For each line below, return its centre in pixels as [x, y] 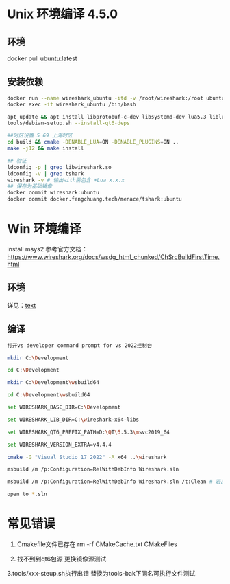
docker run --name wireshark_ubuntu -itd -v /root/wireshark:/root [105, 98]
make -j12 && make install [46, 148]
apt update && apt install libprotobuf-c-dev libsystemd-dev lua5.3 [107, 117]
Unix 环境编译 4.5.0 [63, 14]
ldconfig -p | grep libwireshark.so [59, 167]
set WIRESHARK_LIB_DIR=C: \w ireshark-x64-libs [73, 420]
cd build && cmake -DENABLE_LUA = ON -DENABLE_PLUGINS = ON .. [93, 142]
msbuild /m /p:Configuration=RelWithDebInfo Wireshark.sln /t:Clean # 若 [114, 482]
